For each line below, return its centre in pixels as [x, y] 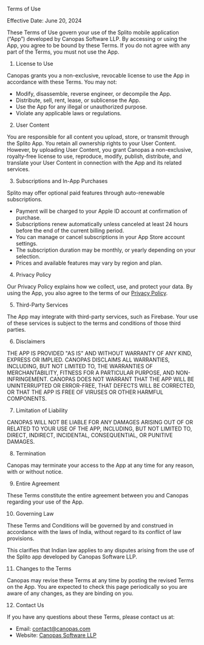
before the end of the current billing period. [70, 230]
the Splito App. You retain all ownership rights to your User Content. [92, 143]
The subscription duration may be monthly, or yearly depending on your [106, 250]
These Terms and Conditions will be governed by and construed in [90, 526]
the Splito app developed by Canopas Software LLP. [72, 557]
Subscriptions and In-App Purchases [62, 181]
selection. [28, 256]
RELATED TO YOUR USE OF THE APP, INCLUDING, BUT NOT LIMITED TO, [100, 429]
